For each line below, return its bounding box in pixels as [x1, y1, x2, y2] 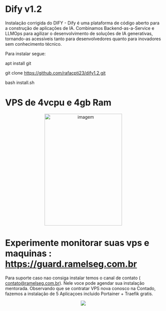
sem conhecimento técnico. [5, 41, 62, 47]
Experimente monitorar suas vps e [5, 237, 150, 249]
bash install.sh [5, 79, 35, 85]
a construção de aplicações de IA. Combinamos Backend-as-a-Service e [5, 25, 155, 31]
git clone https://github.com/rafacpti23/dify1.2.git [5, 70, 106, 76]
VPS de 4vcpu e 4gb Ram [5, 97, 111, 108]
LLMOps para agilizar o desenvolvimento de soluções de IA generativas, [5, 30, 153, 36]
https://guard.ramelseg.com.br [5, 258, 137, 270]
